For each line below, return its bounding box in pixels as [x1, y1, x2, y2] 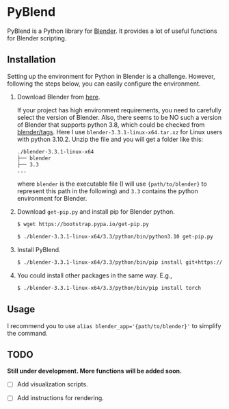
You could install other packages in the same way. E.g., [16, 271, 173, 280]
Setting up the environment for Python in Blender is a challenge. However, [7, 72, 215, 80]
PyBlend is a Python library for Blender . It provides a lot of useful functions [7, 27, 217, 35]
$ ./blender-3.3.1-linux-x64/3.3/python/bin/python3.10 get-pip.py [16, 234, 213, 240]
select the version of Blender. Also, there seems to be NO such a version [16, 113, 222, 121]
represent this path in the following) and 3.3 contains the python [16, 187, 198, 195]
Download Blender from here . [16, 92, 100, 101]
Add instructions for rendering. [16, 394, 104, 402]
